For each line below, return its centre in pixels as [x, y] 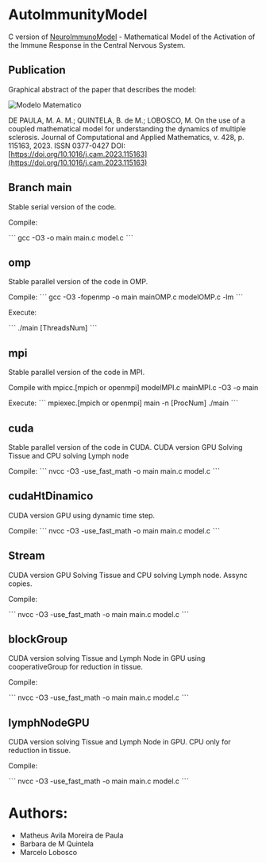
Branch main [40, 187]
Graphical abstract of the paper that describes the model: [102, 89]
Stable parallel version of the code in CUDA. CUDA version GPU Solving [125, 447]
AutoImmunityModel [78, 15]
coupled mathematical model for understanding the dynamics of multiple [127, 128]
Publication [37, 70]
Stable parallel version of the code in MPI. [77, 373]
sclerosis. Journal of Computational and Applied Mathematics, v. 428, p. [126, 137]
